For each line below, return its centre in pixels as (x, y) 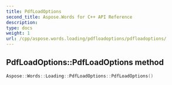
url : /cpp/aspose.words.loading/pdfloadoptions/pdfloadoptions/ (86, 39)
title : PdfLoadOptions (34, 11)
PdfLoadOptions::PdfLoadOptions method (85, 62)
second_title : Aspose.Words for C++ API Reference (69, 17)
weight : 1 (18, 33)
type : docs (19, 28)
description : (22, 22)
